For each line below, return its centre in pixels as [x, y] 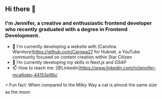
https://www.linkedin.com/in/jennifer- [118, 68]
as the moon [18, 92]
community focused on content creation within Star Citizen [72, 57]
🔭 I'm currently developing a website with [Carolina [64, 46]
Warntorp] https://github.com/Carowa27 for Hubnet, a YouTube [76, 51]
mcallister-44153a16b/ [35, 75]
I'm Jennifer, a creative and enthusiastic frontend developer [79, 23]
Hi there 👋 [20, 9]
